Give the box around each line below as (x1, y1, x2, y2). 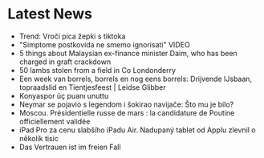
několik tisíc (18, 133, 59, 143)
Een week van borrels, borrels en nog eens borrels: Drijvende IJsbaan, (18, 74, 253, 83)
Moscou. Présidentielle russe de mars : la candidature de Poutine (18, 107, 235, 117)
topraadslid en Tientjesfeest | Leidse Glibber (18, 82, 166, 92)
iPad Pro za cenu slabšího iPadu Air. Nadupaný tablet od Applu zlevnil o (18, 125, 256, 135)
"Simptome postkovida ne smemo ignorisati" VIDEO (18, 39, 190, 49)
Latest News (7, 5, 93, 23)
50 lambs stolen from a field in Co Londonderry (18, 65, 177, 75)
